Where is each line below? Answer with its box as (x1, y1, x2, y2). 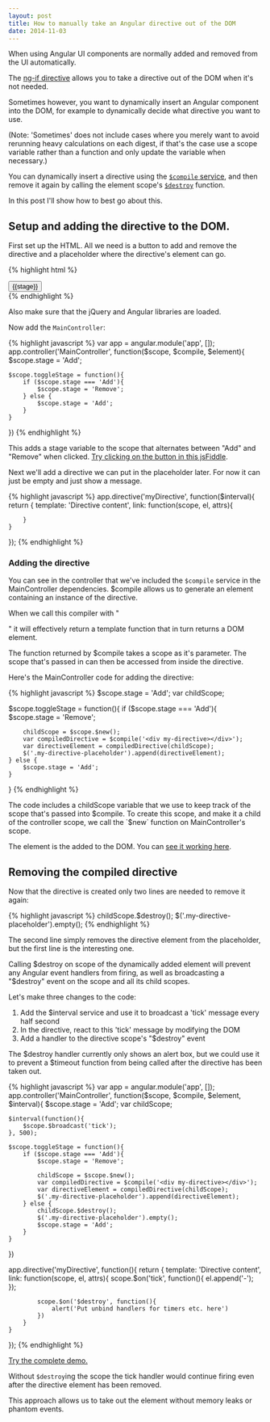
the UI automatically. (8, 57, 77, 67)
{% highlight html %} (8, 265, 78, 275)
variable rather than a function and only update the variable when (8, 147, 226, 158)
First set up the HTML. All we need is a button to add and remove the (8, 241, 238, 250)
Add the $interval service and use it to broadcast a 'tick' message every (19, 1008, 260, 1018)
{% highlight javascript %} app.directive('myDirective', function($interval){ (8, 492, 255, 502)
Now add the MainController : (8, 322, 106, 332)
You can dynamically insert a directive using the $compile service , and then (8, 171, 258, 182)
